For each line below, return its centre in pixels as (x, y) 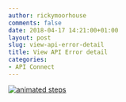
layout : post (30, 38)
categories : (28, 60)
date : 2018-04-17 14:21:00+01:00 (63, 30)
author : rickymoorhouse (48, 15)
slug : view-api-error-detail (56, 45)
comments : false (35, 23)
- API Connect (32, 67)
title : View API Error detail (58, 52)
